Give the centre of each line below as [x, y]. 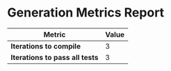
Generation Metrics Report [86, 13]
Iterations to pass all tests [55, 57]
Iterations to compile [46, 46]
